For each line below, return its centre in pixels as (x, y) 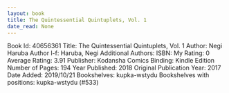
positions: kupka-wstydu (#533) (53, 83)
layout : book (26, 13)
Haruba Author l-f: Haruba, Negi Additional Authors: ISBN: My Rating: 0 (108, 53)
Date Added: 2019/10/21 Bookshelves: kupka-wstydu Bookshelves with (108, 75)
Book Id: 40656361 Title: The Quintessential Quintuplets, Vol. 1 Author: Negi (115, 46)
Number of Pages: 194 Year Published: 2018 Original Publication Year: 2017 (114, 68)
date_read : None (30, 26)
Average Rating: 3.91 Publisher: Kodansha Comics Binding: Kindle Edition (111, 61)
